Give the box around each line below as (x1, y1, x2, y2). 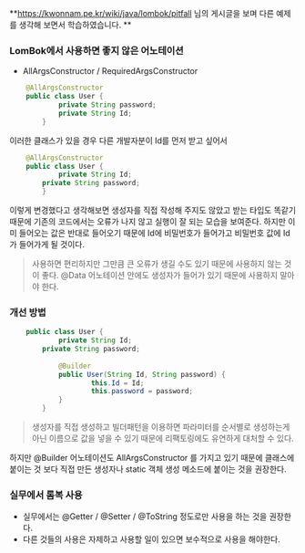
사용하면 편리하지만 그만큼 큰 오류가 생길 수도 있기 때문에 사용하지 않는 (31, 258, 282, 269)
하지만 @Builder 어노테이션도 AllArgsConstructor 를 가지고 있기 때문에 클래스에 (9, 453, 295, 464)
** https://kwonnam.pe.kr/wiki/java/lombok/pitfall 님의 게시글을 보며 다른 (9, 8, 275, 18)
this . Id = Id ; (90, 378, 145, 388)
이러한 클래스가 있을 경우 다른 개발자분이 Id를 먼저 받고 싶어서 (9, 135, 228, 146)
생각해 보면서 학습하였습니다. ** (18, 19, 132, 30)
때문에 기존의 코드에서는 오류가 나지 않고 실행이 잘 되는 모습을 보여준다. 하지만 (9, 216, 287, 227)
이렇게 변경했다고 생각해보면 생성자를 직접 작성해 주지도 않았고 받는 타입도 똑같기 (9, 204, 297, 216)
